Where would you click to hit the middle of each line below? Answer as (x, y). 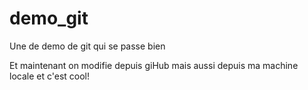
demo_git (49, 18)
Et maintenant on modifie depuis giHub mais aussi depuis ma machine (154, 65)
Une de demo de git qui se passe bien (87, 46)
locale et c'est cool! (50, 76)
